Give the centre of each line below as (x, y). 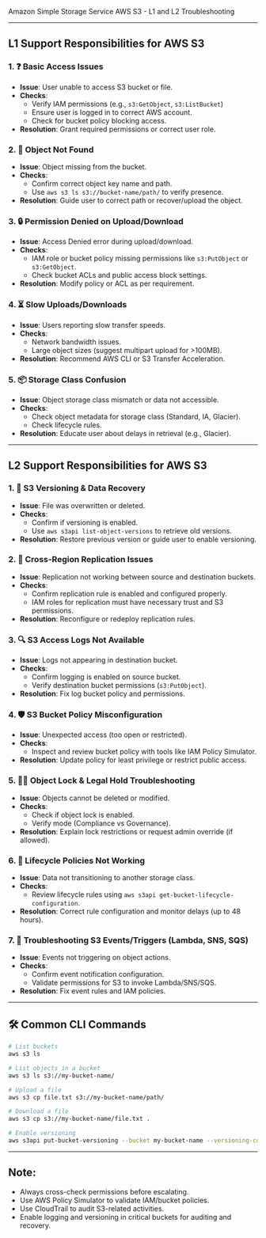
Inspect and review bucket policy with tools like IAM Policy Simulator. (144, 752)
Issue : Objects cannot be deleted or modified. (95, 798)
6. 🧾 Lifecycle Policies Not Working (76, 860)
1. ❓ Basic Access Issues (56, 66)
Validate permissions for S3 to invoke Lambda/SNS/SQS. (124, 983)
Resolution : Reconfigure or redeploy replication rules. (107, 619)
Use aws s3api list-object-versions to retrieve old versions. (131, 530)
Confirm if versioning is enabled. (85, 522)
